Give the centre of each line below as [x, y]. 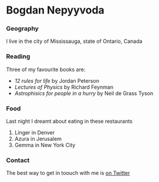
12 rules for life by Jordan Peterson [57, 80]
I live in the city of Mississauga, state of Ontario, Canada [74, 41]
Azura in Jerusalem [38, 139]
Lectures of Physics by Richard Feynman [64, 87]
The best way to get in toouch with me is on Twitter [68, 173]
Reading [18, 56]
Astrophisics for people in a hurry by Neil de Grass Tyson [84, 93]
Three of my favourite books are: [46, 69]
